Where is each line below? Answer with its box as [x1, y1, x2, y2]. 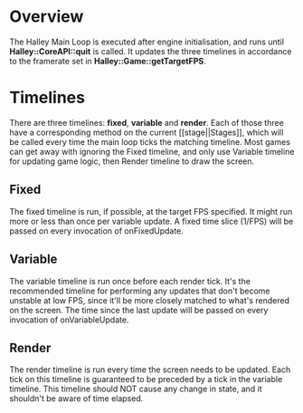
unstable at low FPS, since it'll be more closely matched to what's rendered [9, 294, 290, 305]
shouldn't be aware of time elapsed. [9, 393, 144, 404]
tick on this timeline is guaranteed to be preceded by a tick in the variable [9, 374, 283, 385]
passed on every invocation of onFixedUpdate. [9, 225, 184, 236]
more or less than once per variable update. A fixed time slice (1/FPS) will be [9, 216, 294, 226]
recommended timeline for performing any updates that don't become [9, 285, 270, 296]
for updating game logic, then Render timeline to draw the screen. [9, 156, 255, 167]
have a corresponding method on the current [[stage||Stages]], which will [9, 127, 284, 138]
